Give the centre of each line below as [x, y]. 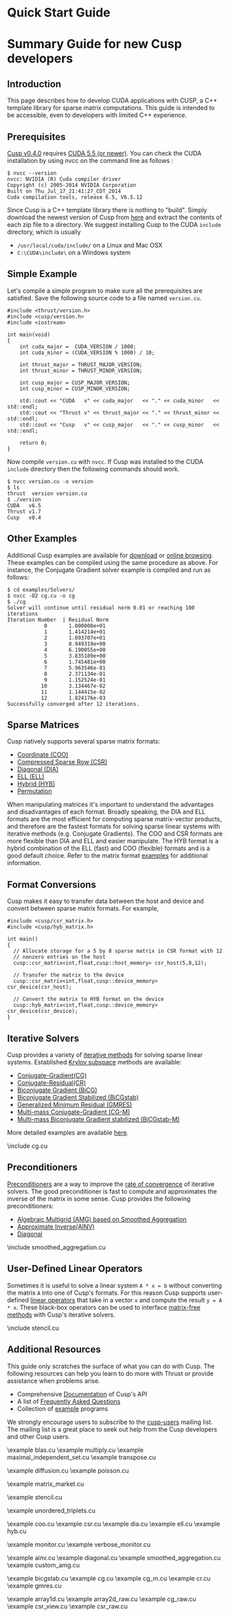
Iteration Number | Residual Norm [58, 620]
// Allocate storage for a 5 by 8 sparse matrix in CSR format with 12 [118, 951]
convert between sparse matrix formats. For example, [83, 908]
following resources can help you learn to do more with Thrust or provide [111, 1373]
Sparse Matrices [43, 725]
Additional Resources [54, 1349]
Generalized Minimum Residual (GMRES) [74, 1105]
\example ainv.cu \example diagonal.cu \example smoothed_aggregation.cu [114, 1557]
